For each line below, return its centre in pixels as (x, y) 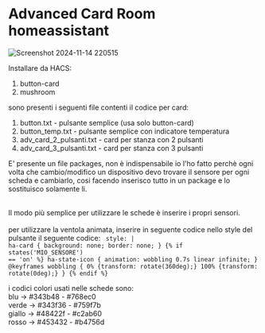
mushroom (37, 91)
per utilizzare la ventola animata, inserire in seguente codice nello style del (131, 229)
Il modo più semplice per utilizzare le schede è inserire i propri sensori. (124, 212)
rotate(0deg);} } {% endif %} (58, 273)
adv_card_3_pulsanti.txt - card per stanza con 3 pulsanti (111, 148)
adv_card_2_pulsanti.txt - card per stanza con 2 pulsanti (111, 139)
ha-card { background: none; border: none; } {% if (95, 246)
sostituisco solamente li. (48, 188)
